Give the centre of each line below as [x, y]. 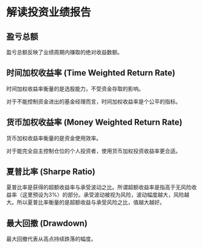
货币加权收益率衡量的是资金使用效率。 [54, 138]
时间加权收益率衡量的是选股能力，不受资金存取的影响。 [75, 89]
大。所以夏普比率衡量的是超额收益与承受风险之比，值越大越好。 [85, 202]
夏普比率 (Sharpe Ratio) [51, 172]
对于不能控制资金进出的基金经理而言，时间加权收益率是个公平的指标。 [94, 101]
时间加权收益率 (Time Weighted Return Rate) [91, 73]
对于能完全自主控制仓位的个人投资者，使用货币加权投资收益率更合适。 [94, 151]
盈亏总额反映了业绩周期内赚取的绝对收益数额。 [64, 52]
